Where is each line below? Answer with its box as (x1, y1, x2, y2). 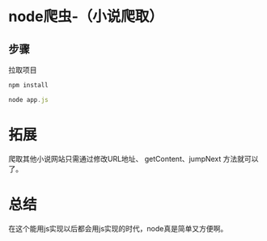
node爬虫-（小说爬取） (8, 7, 164, 26)
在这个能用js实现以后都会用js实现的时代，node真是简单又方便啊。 (8, 223, 228, 233)
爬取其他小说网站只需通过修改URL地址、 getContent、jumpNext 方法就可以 (8, 154, 259, 163)
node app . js (8, 95, 49, 104)
